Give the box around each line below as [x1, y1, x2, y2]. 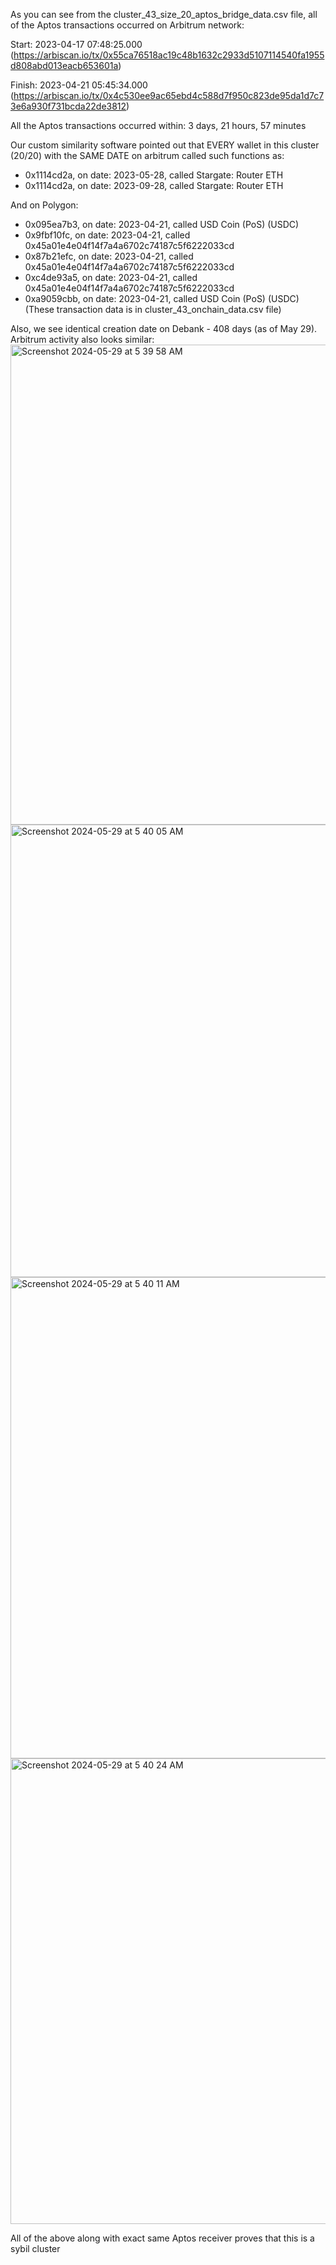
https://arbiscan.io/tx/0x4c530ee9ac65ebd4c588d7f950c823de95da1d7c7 [13, 90, 325, 101]
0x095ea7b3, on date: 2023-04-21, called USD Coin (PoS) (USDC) [24, 219, 300, 230]
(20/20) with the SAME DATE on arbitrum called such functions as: [10, 150, 285, 161]
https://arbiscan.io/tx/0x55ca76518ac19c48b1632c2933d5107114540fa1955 [13, 49, 325, 61]
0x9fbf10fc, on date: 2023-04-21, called [24, 229, 191, 241]
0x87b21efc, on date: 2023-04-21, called [24, 250, 194, 262]
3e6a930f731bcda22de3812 [10, 100, 127, 112]
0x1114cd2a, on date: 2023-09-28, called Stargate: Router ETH [24, 180, 284, 191]
